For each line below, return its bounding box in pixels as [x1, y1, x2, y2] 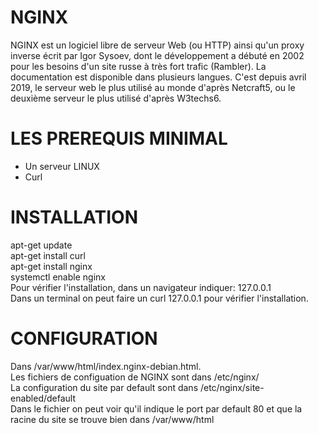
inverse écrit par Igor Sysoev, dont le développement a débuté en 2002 [10, 49, 305, 61]
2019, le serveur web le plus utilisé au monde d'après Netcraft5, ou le [10, 81, 296, 93]
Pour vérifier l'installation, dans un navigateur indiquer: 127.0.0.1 [10, 281, 272, 293]
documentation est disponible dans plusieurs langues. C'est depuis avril [10, 71, 307, 83]
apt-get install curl [10, 249, 86, 261]
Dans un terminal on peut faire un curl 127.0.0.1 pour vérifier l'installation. [10, 292, 309, 304]
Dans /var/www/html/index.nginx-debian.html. [10, 360, 202, 372]
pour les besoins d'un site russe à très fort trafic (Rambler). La [10, 60, 267, 72]
